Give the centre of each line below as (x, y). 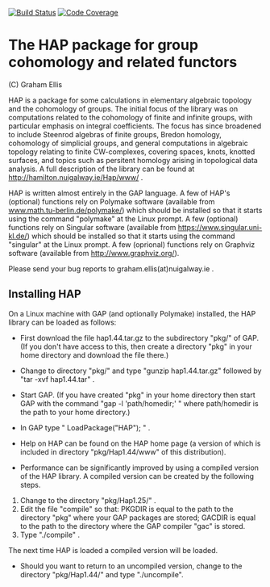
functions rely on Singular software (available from (92, 227)
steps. (30, 484)
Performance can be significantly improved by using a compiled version (139, 468)
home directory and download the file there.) (94, 354)
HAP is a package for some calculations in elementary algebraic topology (130, 100)
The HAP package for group (104, 45)
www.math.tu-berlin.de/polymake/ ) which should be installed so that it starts (135, 210)
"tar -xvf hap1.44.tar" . (57, 379)
